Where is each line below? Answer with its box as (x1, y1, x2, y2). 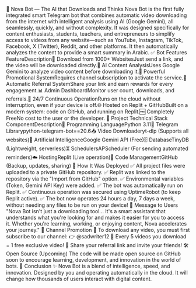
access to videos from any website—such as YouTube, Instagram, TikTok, (6, 37, 183, 43)
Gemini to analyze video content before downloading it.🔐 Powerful (6, 68, 165, 75)
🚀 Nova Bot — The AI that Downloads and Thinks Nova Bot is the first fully (6, 6, 184, 12)
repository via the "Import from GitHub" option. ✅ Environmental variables (6, 175, 184, 182)
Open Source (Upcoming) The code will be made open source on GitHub (6, 250, 181, 257)
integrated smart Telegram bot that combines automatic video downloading (6, 12, 187, 19)
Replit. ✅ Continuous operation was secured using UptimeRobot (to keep (6, 189, 181, 195)
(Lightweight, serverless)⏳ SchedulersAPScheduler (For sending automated (6, 145, 188, 152)
